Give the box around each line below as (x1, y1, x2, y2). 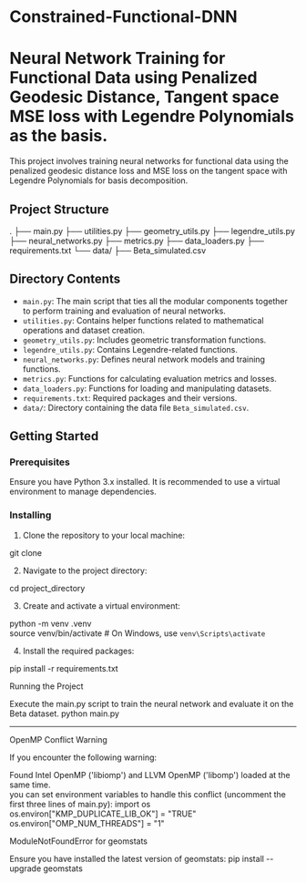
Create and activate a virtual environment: (22, 600, 180, 611)
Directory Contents (9, 272, 121, 287)
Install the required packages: (22, 645, 135, 656)
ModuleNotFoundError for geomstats (9, 836, 148, 847)
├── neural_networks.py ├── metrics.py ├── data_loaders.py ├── (9, 235, 264, 246)
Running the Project (9, 681, 84, 692)
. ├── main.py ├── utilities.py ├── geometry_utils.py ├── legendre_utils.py (9, 225, 296, 236)
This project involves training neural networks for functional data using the (9, 156, 289, 167)
